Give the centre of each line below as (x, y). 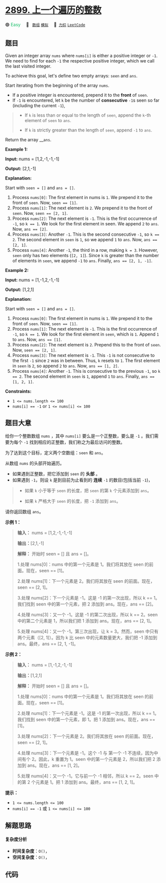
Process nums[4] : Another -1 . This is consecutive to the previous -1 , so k (86, 371)
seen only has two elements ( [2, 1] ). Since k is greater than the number (86, 255)
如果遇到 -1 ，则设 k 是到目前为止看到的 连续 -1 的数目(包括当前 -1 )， (82, 480)
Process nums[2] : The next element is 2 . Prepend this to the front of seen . (86, 344)
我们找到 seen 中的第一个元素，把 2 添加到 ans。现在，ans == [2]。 (86, 604)
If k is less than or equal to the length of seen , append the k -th (88, 115)
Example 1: (17, 149)
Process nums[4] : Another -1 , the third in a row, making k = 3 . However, (85, 250)
